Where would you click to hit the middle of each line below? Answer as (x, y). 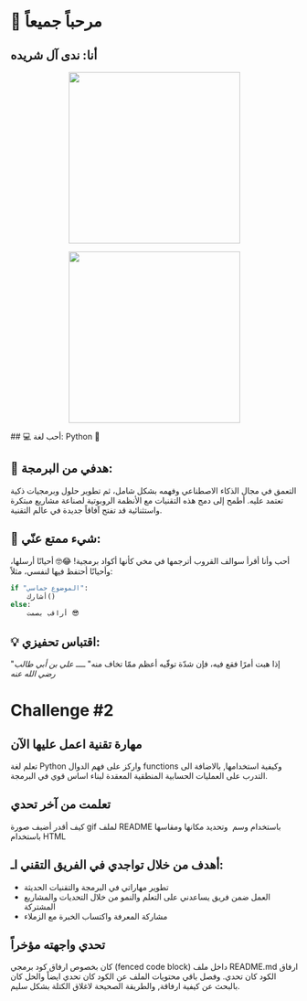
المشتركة (39, 906)
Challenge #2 (62, 711)
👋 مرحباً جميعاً (57, 21)
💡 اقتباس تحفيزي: (55, 642)
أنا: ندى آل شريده (54, 55)
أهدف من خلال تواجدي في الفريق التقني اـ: (117, 865)
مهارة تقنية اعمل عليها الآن (76, 744)
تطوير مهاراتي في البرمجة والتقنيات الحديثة (96, 887)
